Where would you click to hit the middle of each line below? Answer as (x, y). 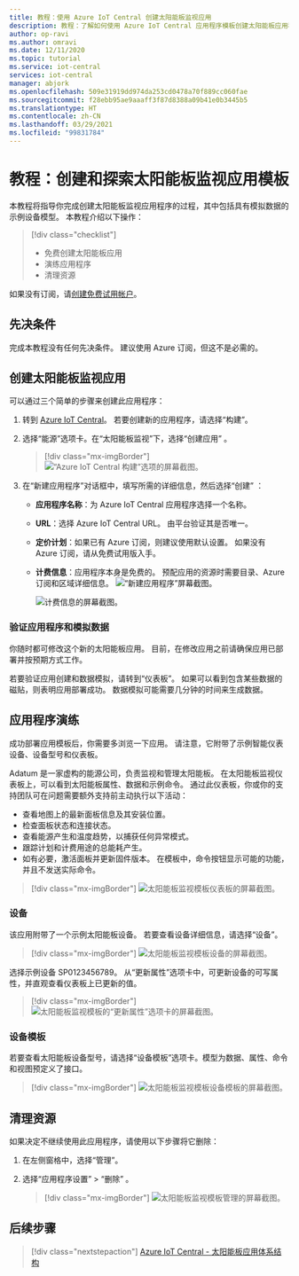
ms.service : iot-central (55, 67)
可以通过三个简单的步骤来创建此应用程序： (87, 401)
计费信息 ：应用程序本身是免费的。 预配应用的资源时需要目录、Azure (160, 572)
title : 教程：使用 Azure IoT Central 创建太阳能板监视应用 (110, 17)
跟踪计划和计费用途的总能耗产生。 (84, 847)
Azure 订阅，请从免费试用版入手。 (98, 553)
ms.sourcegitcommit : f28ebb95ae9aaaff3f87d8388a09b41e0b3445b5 (129, 100)
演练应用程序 (67, 263)
